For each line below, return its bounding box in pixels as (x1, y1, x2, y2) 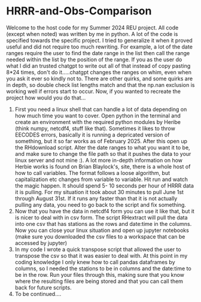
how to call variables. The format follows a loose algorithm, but (14, 169, 170, 176)
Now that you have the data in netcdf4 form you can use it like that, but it (14, 207, 194, 215)
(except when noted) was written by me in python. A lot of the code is (6, 30, 178, 37)
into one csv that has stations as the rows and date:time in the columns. (14, 220, 192, 227)
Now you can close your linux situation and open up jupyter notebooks (14, 226, 190, 234)
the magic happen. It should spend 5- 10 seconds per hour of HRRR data (14, 182, 194, 189)
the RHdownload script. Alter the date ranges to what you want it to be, (14, 144, 190, 151)
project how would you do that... (6, 94, 86, 101)
